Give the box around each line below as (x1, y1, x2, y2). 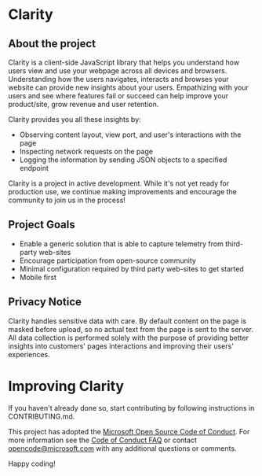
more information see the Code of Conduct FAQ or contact (8, 435, 198, 445)
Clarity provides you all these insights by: (8, 115, 141, 124)
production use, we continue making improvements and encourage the (8, 187, 238, 196)
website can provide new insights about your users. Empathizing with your (8, 83, 249, 92)
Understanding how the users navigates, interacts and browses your (8, 75, 229, 83)
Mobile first (19, 272, 57, 282)
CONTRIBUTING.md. (8, 411, 75, 421)
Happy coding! (8, 459, 56, 468)
